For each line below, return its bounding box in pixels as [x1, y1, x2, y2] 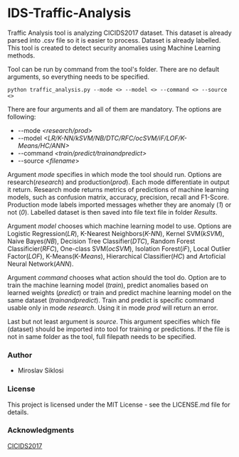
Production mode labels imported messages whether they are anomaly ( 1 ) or [7, 200, 232, 209]
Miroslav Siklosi [17, 366, 64, 375]
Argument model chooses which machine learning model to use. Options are [7, 222, 232, 230]
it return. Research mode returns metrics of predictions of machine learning [7, 185, 229, 193]
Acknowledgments [7, 425, 75, 435]
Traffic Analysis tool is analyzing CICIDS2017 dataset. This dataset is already [7, 28, 233, 37]
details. [7, 407, 29, 416]
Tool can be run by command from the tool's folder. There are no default [7, 65, 220, 73]
